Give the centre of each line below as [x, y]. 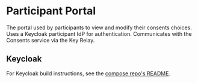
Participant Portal [51, 11]
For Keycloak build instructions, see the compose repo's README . [88, 73]
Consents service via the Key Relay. [51, 40]
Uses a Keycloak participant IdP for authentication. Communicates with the [99, 33]
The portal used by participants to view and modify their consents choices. [99, 27]
